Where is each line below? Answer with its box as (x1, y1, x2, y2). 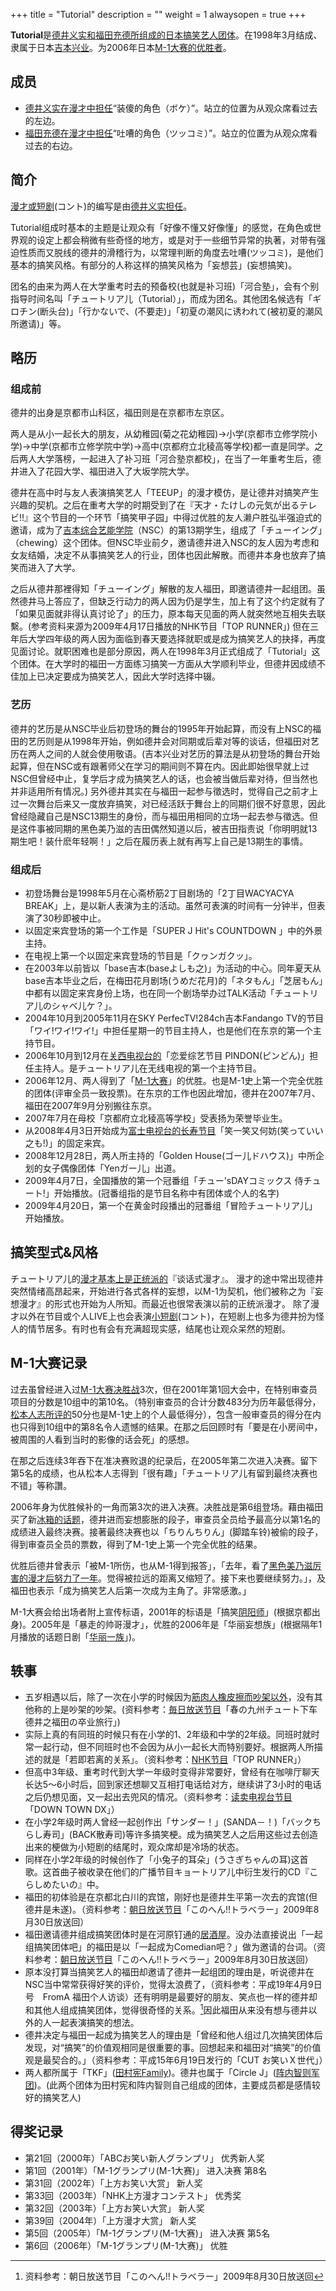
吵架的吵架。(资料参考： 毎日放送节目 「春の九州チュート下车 (68, 1704, 318, 1716)
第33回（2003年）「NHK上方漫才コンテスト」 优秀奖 (24, 2189, 242, 2201)
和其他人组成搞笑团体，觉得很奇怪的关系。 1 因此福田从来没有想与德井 (24, 2002, 309, 2016)
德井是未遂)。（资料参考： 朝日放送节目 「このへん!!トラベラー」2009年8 (24, 1904, 320, 1916)
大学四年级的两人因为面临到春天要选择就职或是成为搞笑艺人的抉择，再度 (27, 633, 326, 645)
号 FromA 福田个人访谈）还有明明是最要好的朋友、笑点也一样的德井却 (24, 1991, 318, 2003)
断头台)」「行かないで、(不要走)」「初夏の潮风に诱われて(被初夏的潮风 (39, 305, 323, 317)
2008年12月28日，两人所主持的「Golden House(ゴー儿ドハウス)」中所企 (24, 1149, 325, 1161)
